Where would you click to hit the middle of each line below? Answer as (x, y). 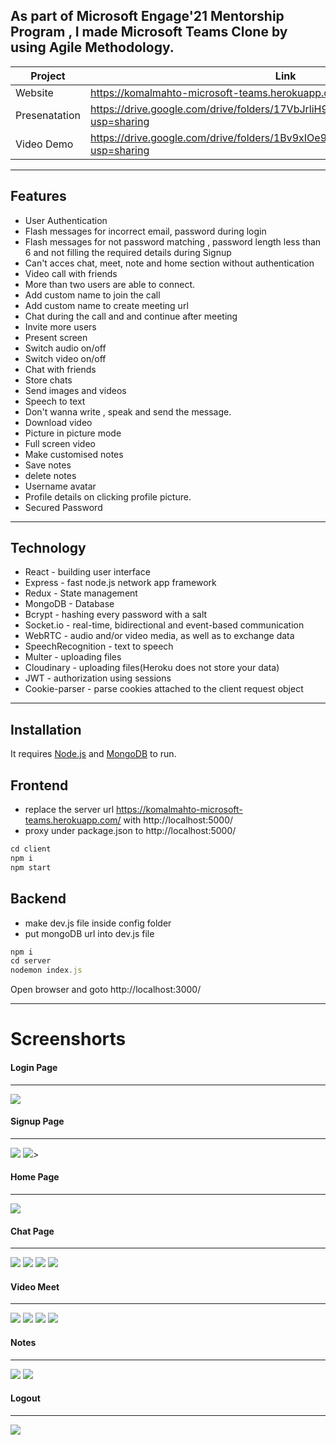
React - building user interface (87, 572)
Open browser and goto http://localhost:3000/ (106, 990)
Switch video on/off (65, 358)
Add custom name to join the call (92, 295)
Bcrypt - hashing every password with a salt (116, 615)
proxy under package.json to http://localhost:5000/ (130, 831)
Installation (46, 729)
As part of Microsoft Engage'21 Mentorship (147, 16)
